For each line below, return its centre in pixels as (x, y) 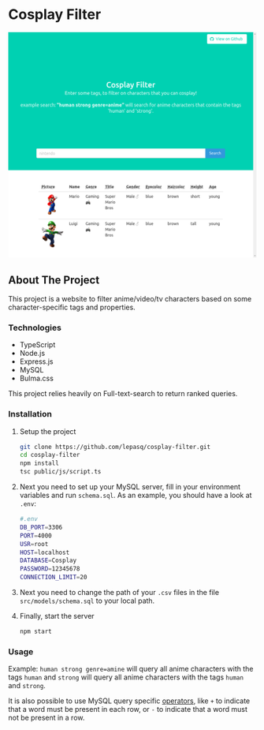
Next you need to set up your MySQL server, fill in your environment (130, 487)
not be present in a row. (46, 718)
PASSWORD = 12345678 (50, 569)
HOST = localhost (45, 552)
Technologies (35, 328)
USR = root (34, 544)
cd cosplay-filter (50, 455)
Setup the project (48, 431)
